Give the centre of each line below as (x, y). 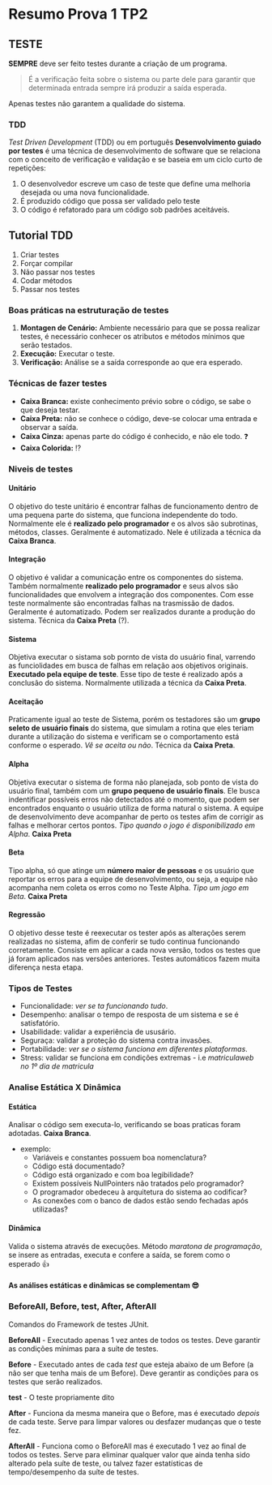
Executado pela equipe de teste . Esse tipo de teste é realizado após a (126, 674)
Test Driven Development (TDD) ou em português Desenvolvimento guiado (135, 142)
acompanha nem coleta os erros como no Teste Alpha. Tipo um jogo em (129, 887)
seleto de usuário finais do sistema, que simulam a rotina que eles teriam (131, 728)
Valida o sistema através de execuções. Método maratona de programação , (136, 1246)
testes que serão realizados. (55, 1381)
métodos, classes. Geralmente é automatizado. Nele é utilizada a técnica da (135, 532)
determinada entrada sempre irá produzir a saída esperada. (127, 88)
